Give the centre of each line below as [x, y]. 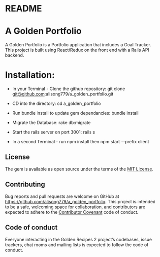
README [24, 9]
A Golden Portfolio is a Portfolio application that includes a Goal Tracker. [78, 45]
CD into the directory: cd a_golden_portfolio [56, 103]
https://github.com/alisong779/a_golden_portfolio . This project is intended [80, 201]
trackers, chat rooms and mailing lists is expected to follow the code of [77, 245]
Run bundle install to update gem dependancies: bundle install [75, 113]
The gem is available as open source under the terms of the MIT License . [79, 169]
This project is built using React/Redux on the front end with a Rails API [77, 50]
